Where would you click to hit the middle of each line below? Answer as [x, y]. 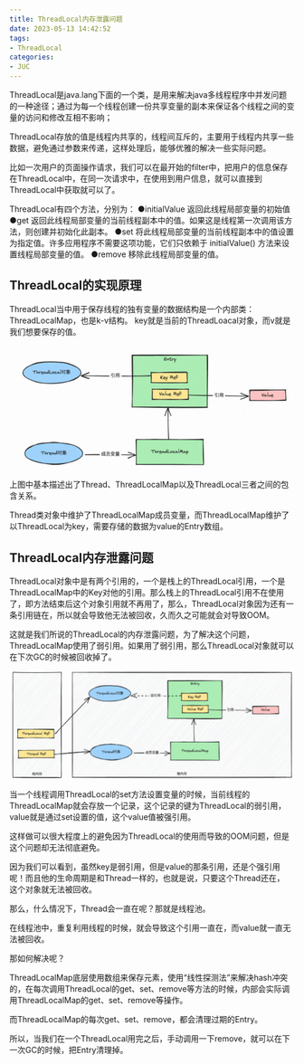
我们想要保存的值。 [45, 331]
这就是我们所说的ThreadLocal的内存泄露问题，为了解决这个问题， [132, 634]
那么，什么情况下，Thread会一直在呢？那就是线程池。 [110, 908]
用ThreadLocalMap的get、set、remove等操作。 [99, 1000]
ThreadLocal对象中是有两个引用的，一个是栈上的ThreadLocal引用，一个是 [147, 581]
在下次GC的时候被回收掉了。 [63, 657]
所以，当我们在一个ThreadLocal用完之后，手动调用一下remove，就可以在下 [150, 1038]
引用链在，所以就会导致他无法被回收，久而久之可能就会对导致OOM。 [146, 615]
